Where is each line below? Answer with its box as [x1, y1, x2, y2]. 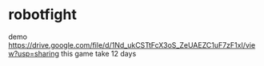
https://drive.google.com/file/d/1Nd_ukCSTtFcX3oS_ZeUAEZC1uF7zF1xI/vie [8, 40, 256, 49]
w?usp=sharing [8, 49, 60, 58]
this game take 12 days [61, 49, 137, 58]
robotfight [8, 6, 78, 24]
